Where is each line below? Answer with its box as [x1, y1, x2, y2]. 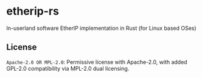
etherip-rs [6, 4, 60, 18]
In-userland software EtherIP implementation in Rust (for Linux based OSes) [6, 24, 197, 32]
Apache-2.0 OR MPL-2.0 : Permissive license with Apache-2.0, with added [6, 58, 187, 65]
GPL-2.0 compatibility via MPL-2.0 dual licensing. [6, 65, 130, 72]
